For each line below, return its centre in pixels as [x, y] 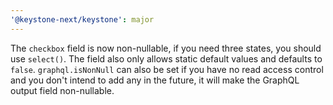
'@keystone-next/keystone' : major [82, 19]
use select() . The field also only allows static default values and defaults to [166, 58]
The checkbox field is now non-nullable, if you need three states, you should [166, 48]
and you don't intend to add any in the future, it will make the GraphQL [155, 80]
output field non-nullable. [62, 90]
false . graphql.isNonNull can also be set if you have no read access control [167, 69]
